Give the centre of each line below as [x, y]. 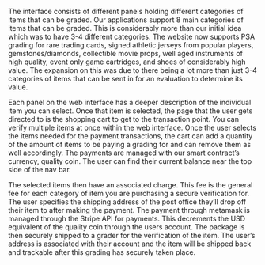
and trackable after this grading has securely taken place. [102, 252]
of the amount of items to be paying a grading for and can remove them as [130, 144]
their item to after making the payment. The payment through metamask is [129, 210]
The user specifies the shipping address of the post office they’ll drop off [127, 202]
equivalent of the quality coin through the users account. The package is [127, 227]
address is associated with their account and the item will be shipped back [130, 244]
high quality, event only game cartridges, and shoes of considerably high [127, 62]
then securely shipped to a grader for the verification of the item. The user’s [132, 235]
